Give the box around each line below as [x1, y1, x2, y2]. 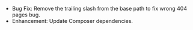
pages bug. [11, 11, 40, 18]
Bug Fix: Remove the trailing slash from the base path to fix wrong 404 [11, 5, 188, 12]
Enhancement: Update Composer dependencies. [11, 18, 133, 24]
